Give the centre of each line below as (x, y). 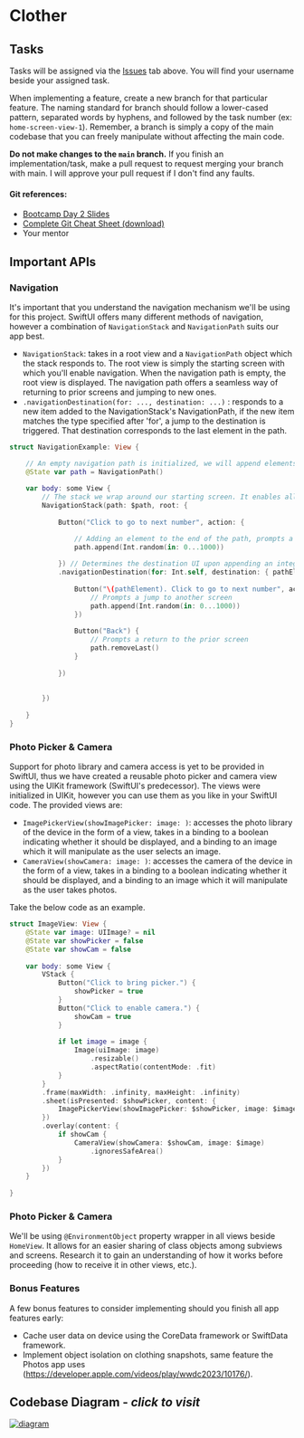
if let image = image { (102, 1042)
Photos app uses (54, 1364)
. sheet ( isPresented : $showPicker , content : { (129, 1100)
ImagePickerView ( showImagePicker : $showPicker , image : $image (177, 1109)
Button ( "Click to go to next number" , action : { (151, 522)
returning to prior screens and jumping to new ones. (119, 392)
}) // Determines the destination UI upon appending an (165, 564)
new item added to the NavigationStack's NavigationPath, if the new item (158, 411)
